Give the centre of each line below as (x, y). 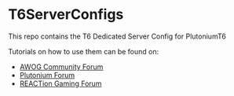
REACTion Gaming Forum (60, 83)
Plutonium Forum (47, 75)
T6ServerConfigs (66, 15)
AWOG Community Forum (61, 66)
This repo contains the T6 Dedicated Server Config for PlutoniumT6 (117, 36)
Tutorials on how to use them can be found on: (84, 51)
